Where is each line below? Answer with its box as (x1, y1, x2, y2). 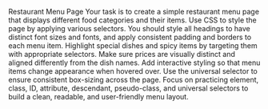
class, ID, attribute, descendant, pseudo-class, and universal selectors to (8, 83, 249, 93)
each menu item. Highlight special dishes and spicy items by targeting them (8, 41, 258, 50)
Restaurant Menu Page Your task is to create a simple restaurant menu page (8, 7, 260, 16)
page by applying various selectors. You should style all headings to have (8, 24, 250, 33)
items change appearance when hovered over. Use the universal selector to (8, 67, 258, 75)
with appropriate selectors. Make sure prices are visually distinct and (8, 50, 236, 59)
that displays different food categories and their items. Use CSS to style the (8, 15, 258, 25)
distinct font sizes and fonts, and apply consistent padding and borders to (8, 32, 252, 42)
